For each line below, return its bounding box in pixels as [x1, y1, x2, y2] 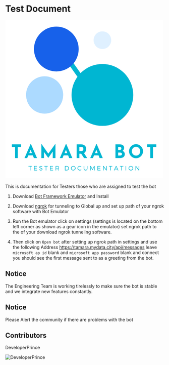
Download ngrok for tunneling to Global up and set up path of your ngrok [12, 203, 164, 209]
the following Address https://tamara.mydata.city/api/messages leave [12, 244, 157, 250]
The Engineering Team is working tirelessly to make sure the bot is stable [5, 283, 157, 289]
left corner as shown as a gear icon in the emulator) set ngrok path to [12, 223, 157, 229]
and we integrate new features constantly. [5, 288, 93, 294]
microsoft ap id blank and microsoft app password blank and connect [12, 249, 159, 256]
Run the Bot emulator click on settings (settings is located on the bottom [12, 218, 163, 224]
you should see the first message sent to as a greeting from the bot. [12, 255, 154, 261]
